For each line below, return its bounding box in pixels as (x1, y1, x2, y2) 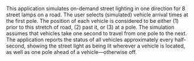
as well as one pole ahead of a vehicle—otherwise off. (6, 49, 137, 55)
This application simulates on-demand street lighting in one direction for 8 (6, 5, 186, 12)
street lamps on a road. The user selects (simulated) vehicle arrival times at (6, 11, 189, 18)
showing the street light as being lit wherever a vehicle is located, (26, 42, 185, 49)
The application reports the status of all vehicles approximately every (6, 36, 173, 43)
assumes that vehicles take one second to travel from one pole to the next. (6, 30, 187, 37)
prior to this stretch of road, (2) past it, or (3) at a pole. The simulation (6, 23, 175, 30)
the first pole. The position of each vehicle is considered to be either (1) (6, 18, 179, 24)
